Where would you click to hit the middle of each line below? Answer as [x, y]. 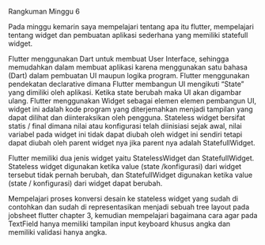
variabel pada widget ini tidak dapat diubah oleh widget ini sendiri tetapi [125, 134]
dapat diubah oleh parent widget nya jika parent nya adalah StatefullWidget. [132, 143]
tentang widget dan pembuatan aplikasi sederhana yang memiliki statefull [128, 35]
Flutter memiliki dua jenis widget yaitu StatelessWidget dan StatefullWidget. [131, 158]
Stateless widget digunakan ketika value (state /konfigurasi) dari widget [125, 166]
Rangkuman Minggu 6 [44, 11]
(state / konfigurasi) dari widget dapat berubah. [85, 183]
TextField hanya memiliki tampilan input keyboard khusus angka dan [119, 224]
